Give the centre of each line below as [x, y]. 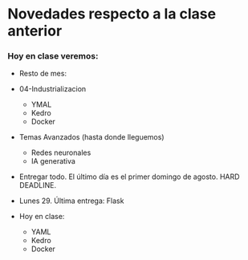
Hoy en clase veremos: [53, 56]
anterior [35, 31]
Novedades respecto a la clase [112, 14]
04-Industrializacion [53, 89]
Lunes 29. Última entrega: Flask [71, 201]
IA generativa [53, 161]
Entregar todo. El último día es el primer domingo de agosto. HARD [129, 177]
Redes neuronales [61, 152]
